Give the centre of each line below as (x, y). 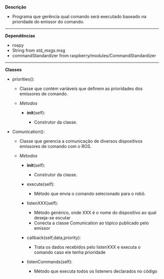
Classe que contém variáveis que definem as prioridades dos (81, 88)
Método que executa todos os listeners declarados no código (96, 271)
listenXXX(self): (42, 203)
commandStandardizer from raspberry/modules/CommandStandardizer (84, 55)
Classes (13, 70)
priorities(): (23, 79)
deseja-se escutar (52, 218)
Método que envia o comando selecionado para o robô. (90, 193)
